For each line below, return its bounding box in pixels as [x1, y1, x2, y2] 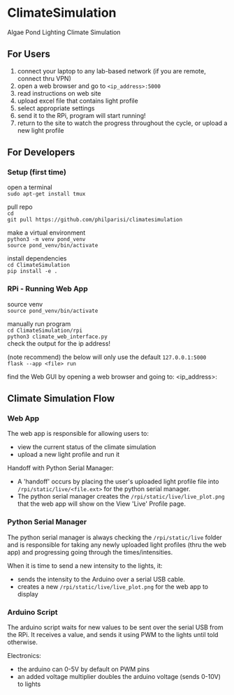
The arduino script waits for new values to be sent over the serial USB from [7, 623, 224, 631]
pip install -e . [7, 268, 58, 275]
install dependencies [7, 254, 67, 263]
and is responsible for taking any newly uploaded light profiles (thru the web [7, 540, 227, 549]
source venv [7, 300, 43, 308]
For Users [7, 48, 51, 60]
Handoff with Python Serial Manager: [7, 464, 114, 472]
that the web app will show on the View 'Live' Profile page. [17, 499, 187, 508]
